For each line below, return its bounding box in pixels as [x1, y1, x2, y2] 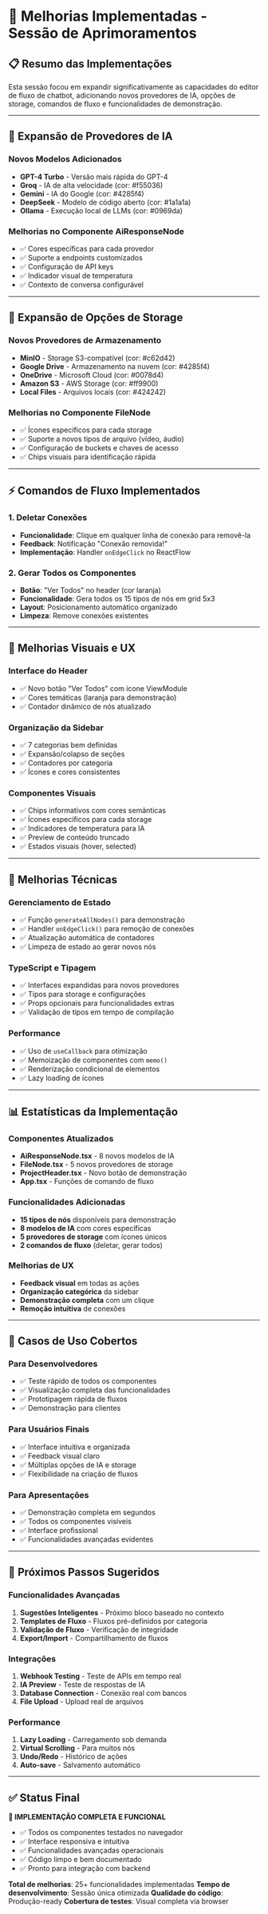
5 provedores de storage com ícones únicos [19, 1232, 167, 1241]
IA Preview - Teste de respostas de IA [19, 1680, 146, 1690]
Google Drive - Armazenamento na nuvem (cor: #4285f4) [19, 361, 210, 371]
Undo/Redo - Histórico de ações [19, 1752, 128, 1761]
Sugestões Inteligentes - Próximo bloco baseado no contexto [19, 1607, 225, 1617]
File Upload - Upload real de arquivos [19, 1697, 144, 1706]
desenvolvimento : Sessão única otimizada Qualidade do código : [8, 1888, 223, 1898]
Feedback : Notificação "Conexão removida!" [19, 538, 168, 548]
